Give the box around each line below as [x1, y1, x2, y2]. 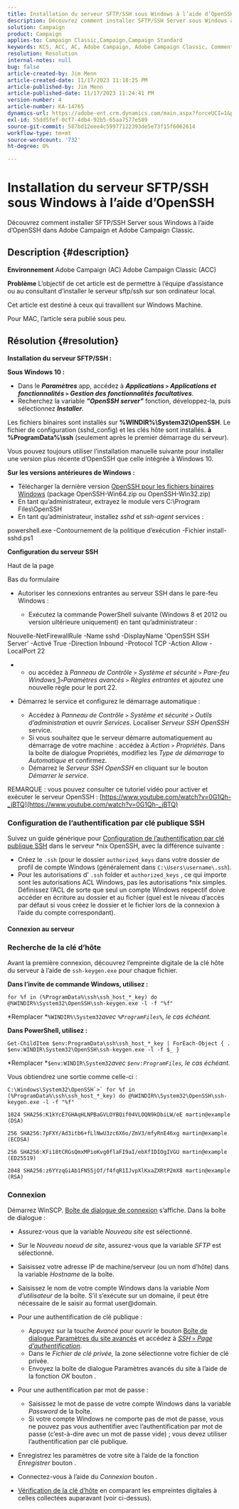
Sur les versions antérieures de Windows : [7, 468, 135, 477]
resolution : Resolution [7, 51, 78, 58]
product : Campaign [7, 30, 62, 38]
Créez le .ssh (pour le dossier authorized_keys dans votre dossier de [17, 855, 220, 863]
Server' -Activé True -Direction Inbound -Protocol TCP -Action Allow [7, 638, 208, 648]
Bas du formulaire [7, 574, 60, 584]
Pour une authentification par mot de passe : [17, 1386, 149, 1394]
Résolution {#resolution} [7, 335, 119, 347]
